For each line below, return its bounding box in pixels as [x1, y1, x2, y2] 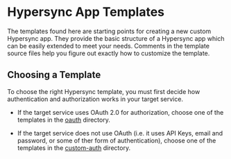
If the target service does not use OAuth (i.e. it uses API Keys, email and [17, 129, 223, 137]
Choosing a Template [7, 69, 101, 81]
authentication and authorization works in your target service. [7, 95, 184, 103]
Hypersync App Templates [7, 4, 165, 20]
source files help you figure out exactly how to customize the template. [7, 49, 210, 57]
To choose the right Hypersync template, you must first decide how [7, 87, 200, 95]
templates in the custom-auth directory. [17, 143, 130, 152]
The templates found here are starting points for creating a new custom [7, 27, 212, 35]
